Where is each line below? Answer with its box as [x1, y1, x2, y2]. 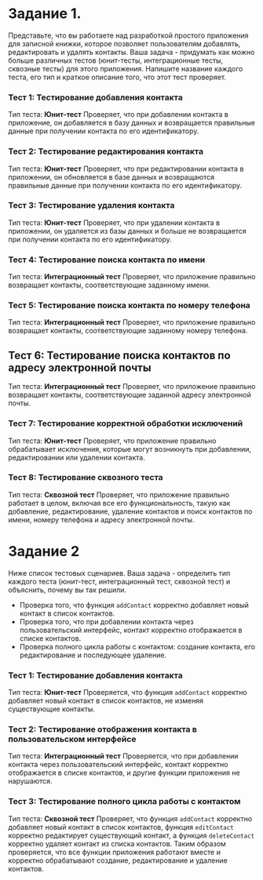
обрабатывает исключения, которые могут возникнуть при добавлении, [8, 444, 252, 453]
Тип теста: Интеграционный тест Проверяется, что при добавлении [8, 751, 239, 761]
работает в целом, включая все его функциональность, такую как [8, 498, 231, 507]
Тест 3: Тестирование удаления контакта [8, 200, 175, 211]
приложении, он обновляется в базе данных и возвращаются [8, 172, 215, 181]
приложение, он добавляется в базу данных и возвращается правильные [8, 118, 255, 128]
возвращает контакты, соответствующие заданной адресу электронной [8, 390, 251, 400]
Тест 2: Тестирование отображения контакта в [8, 723, 198, 734]
